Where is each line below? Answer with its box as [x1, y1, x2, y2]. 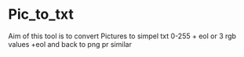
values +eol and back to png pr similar [8, 39, 132, 48]
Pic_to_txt [8, 5, 75, 23]
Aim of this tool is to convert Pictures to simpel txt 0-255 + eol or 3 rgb [8, 31, 237, 41]
